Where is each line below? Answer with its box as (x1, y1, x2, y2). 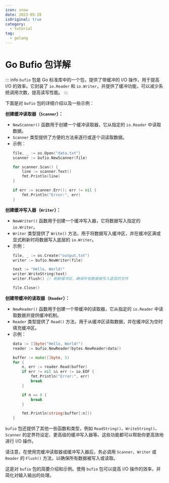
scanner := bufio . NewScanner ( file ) (12, 155, 88, 160)
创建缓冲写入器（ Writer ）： (5, 207, 61, 213)
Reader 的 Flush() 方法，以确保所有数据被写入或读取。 (5, 455, 118, 461)
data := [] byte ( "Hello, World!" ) (12, 341, 83, 346)
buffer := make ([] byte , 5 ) (12, 355, 70, 360)
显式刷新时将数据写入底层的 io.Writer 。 (12, 236, 97, 243)
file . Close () (12, 285, 40, 291)
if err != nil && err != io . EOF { (22, 369, 94, 374)
